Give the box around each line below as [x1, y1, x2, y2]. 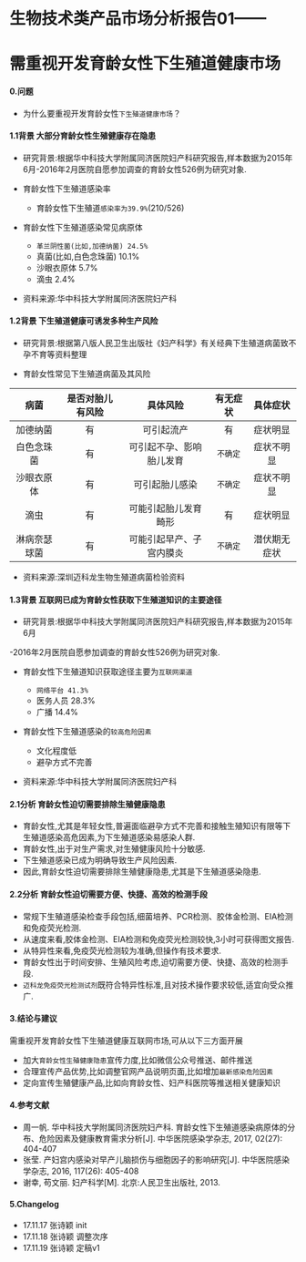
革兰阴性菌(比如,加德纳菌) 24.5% [36, 241, 148, 251]
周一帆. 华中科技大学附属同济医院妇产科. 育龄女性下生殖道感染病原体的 [22, 1122, 288, 1133]
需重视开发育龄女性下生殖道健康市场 [9, 54, 281, 74]
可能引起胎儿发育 [128, 502, 202, 515]
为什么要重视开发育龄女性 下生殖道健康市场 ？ [22, 108, 181, 118]
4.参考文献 [9, 1100, 50, 1111]
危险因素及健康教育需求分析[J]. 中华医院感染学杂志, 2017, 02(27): [38, 1134, 283, 1144]
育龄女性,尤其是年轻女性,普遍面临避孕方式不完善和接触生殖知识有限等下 [22, 821, 291, 832]
